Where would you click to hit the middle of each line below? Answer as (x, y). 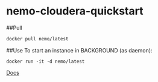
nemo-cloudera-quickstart (75, 11)
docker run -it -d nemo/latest (46, 61)
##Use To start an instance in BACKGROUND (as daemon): (79, 50)
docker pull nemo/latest (37, 39)
